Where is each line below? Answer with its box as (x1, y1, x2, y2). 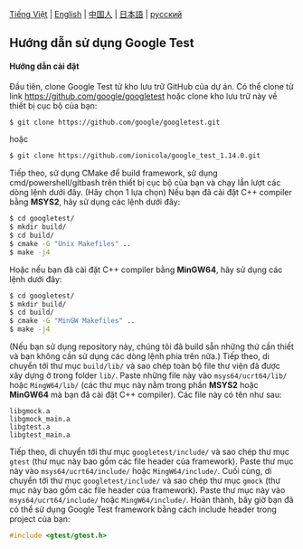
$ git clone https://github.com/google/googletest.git (9, 118, 221, 127)
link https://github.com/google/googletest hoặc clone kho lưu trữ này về (9, 90, 278, 101)
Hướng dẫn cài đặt (9, 61, 80, 71)
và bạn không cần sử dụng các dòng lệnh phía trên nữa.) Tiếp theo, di (9, 351, 270, 362)
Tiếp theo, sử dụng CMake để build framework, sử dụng (9, 167, 219, 179)
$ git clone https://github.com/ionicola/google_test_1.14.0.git (9, 151, 260, 161)
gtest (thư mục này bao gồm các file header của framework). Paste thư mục (9, 456, 294, 467)
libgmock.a (9, 407, 51, 416)
